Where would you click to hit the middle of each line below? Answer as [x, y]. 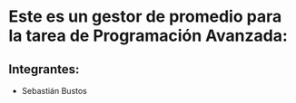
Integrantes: [44, 69]
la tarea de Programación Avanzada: [148, 36]
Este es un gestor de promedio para [145, 17]
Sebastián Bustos [54, 91]
